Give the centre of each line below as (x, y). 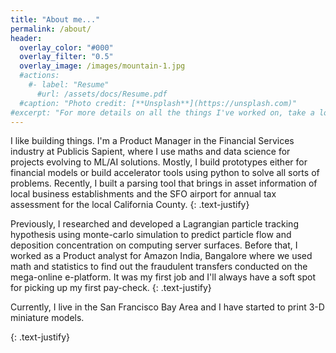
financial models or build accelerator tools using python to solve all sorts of (165, 173)
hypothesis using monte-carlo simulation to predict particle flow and (151, 235)
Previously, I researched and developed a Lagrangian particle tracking (154, 224)
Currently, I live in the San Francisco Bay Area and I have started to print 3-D (167, 307)
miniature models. (47, 318)
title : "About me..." (55, 19)
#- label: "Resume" (69, 85)
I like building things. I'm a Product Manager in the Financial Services (152, 141)
